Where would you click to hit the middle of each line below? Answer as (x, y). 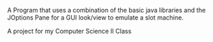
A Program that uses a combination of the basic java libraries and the (106, 10)
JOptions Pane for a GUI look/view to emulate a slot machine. (95, 17)
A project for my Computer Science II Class (69, 31)
